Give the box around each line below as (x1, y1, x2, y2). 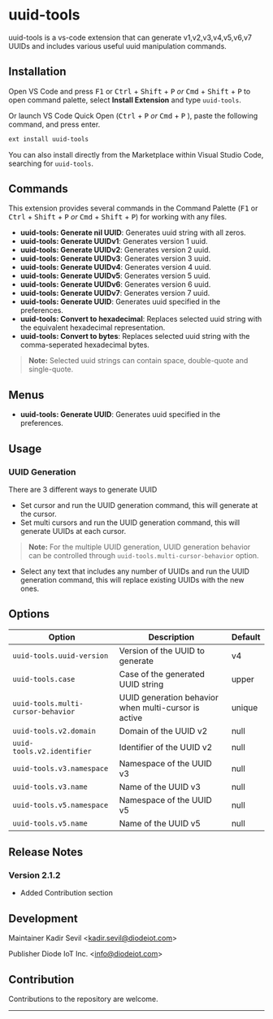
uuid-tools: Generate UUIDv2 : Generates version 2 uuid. (19, 245, 211, 255)
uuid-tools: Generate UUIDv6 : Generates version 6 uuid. (19, 280, 211, 289)
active (119, 712, 143, 723)
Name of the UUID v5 (119, 817, 201, 829)
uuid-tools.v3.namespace (12, 764, 109, 773)
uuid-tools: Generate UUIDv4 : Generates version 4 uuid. (19, 262, 211, 272)
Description (148, 631, 195, 643)
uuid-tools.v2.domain (12, 726, 96, 735)
